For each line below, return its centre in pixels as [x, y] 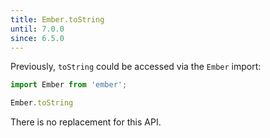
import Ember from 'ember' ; [69, 85]
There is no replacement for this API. [86, 122]
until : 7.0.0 [37, 29]
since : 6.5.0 [37, 38]
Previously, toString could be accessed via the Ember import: [136, 67]
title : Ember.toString [57, 19]
